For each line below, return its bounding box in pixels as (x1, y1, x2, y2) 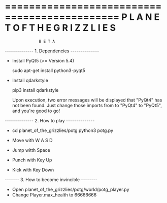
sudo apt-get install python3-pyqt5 (12, 67, 86, 74)
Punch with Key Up (12, 157, 52, 163)
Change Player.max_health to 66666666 (12, 191, 97, 198)
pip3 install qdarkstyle (12, 87, 59, 93)
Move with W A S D (12, 137, 53, 143)
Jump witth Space (12, 147, 50, 153)
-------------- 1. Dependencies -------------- (5, 48, 99, 54)
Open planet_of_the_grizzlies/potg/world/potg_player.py (12, 186, 130, 192)
